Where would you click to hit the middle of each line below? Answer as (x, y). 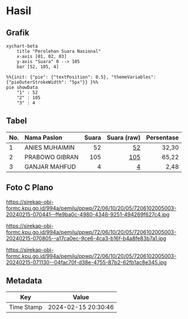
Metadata (24, 281)
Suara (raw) (124, 137)
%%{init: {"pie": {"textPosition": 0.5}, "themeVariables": (81, 77)
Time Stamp (26, 307)
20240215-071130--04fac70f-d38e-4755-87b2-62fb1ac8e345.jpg (86, 262)
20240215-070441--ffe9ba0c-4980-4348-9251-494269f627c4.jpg (88, 214)
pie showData (22, 87)
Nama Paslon (43, 137)
